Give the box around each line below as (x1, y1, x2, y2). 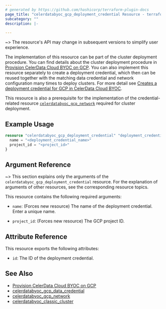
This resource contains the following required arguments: (5, 194, 122, 200)
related (5, 100, 20, 106)
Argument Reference (5, 160, 71, 169)
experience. (5, 44, 30, 50)
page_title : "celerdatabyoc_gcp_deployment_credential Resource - (5, 12, 145, 17)
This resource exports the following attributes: (5, 246, 99, 252)
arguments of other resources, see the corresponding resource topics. (5, 184, 149, 190)
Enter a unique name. (12, 209, 56, 215)
